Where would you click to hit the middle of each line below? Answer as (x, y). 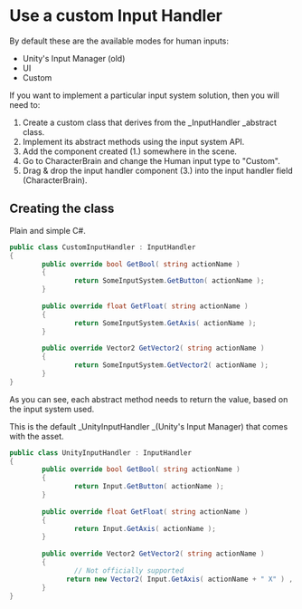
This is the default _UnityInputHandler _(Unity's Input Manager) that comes (149, 426)
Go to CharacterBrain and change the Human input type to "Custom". (151, 160)
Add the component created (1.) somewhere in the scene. (130, 151)
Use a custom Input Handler (116, 16)
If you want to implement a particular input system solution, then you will (145, 95)
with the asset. (37, 436)
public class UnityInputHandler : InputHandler (101, 453)
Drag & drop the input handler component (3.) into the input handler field (157, 170)
